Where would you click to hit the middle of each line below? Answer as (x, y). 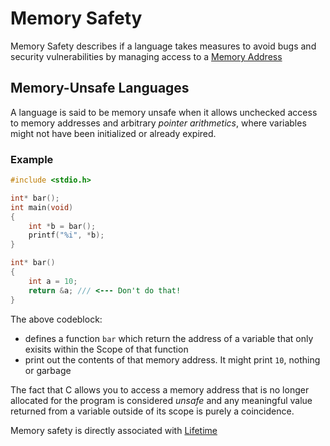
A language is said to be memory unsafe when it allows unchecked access (164, 112)
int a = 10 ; (53, 281)
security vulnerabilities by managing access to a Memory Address (146, 56)
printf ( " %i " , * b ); (66, 235)
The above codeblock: (56, 319)
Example (32, 159)
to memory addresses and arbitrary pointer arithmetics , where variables (158, 123)
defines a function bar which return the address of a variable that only (169, 338)
